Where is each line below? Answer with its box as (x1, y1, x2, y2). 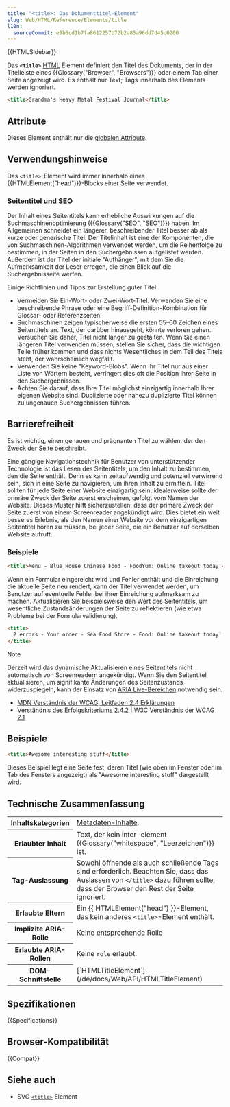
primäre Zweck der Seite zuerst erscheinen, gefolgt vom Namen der (7, 493, 199, 501)
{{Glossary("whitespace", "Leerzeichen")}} (76, 838, 215, 848)
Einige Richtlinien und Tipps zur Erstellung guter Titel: (7, 283, 159, 291)
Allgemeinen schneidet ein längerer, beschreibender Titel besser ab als (7, 226, 208, 235)
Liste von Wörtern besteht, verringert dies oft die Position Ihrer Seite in (16, 370, 217, 378)
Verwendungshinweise (7, 154, 108, 165)
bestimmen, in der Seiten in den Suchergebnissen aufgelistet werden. (7, 248, 203, 257)
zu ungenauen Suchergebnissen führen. (16, 398, 131, 407)
